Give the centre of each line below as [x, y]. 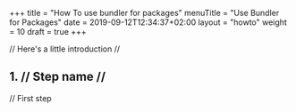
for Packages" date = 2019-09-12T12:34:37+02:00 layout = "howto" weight [148, 22]
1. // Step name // [57, 77]
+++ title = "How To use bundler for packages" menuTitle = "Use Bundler [144, 13]
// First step [30, 98]
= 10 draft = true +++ [48, 32]
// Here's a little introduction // [65, 49]
